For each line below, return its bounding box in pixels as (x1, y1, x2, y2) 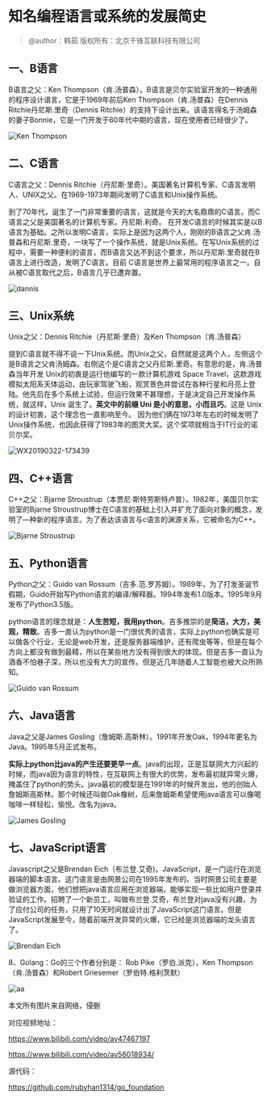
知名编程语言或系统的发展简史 (8, 7, 207, 26)
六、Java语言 (8, 709, 76, 723)
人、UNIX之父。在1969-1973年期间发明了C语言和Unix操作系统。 (8, 189, 222, 199)
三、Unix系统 (8, 309, 75, 322)
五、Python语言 (8, 556, 89, 570)
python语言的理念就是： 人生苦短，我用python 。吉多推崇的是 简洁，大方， (8, 617, 254, 626)
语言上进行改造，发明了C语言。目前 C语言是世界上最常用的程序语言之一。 (8, 257, 254, 267)
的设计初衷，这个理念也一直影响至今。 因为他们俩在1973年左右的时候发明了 (8, 410, 260, 419)
